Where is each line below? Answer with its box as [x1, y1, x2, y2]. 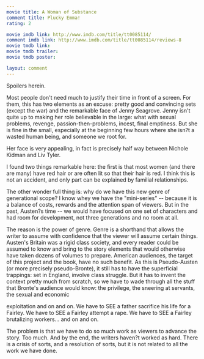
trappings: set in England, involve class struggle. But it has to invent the [6, 271, 186, 278]
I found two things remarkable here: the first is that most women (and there [6, 163, 195, 170]
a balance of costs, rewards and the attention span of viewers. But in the [6, 201, 189, 208]
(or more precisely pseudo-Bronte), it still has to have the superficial [6, 264, 178, 272]
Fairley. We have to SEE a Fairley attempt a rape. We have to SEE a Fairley [6, 309, 192, 316]
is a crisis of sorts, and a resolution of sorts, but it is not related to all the [6, 340, 188, 347]
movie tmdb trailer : [6, 48, 59, 55]
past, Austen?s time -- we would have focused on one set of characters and [6, 207, 198, 215]
